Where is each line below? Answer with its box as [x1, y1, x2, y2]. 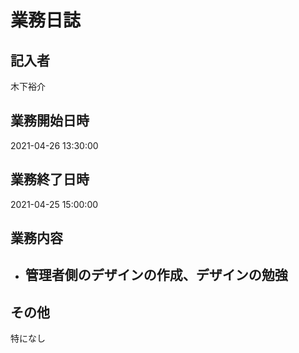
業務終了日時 [10, 171, 90, 188]
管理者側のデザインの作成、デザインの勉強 [24, 267, 288, 284]
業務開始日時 [10, 112, 90, 130]
